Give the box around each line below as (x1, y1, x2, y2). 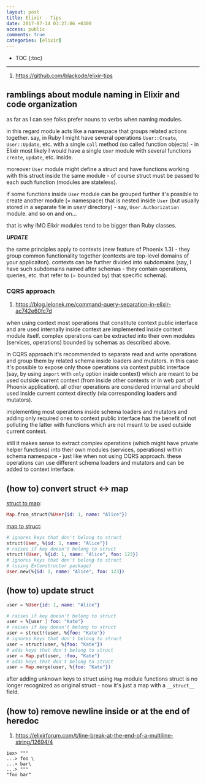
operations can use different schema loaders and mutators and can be (6, 459, 185, 467)
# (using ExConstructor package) (6, 563, 92, 569)
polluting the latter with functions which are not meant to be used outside (6, 421, 191, 429)
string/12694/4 (15, 738, 53, 746)
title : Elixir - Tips (6, 15, 62, 21)
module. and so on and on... (6, 210, 77, 217)
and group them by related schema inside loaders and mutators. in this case (6, 357, 199, 365)
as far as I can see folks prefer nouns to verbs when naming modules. (6, 115, 183, 123)
